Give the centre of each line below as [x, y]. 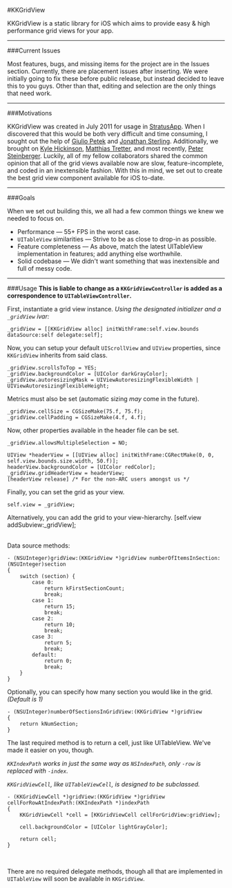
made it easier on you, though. [51, 750]
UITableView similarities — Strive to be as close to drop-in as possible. [117, 239]
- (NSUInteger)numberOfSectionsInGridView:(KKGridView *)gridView [105, 712]
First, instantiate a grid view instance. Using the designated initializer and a [114, 309]
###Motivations [30, 113]
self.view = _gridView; [41, 505]
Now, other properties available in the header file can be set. [93, 430]
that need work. [30, 93]
